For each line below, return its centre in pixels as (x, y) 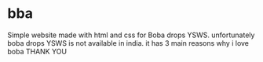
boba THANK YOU (37, 51)
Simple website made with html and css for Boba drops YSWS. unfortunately (131, 35)
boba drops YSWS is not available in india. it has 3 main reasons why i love (128, 43)
